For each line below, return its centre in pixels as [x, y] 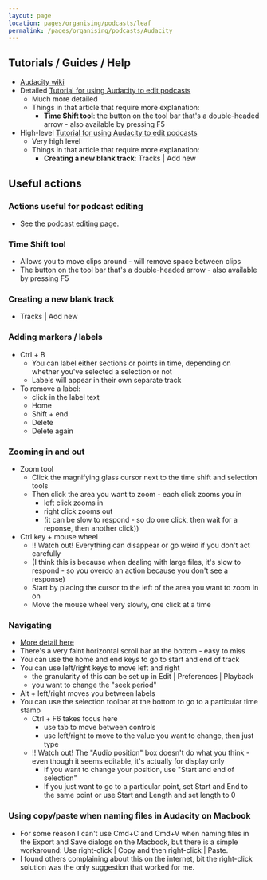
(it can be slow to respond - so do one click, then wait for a [140, 520]
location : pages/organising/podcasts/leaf [80, 23]
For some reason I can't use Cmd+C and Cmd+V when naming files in [134, 833]
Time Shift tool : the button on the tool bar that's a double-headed [151, 116]
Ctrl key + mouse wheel [59, 537]
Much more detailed [65, 99]
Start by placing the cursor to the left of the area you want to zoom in [145, 588]
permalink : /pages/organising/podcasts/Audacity [90, 30]
